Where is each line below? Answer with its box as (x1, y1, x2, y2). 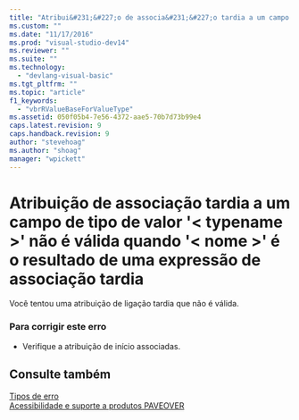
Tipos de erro (9, 391, 60, 401)
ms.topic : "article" (9, 88, 87, 97)
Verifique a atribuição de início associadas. (21, 340, 181, 351)
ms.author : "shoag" (9, 146, 82, 155)
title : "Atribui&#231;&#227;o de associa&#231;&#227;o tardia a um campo (9, 13, 290, 22)
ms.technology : (9, 63, 66, 72)
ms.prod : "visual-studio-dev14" (9, 38, 129, 47)
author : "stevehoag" (9, 138, 87, 147)
